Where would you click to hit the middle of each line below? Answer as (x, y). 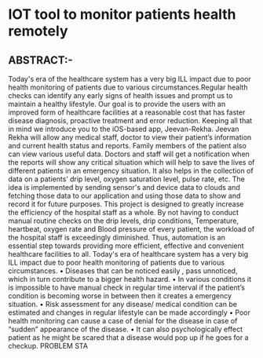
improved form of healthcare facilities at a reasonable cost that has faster (127, 112)
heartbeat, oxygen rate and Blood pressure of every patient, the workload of (131, 229)
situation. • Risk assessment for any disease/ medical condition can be (123, 304)
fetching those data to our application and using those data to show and (124, 195)
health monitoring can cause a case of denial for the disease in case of (123, 321)
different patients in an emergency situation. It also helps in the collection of (131, 171)
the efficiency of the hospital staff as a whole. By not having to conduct (124, 212)
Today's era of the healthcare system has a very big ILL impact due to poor (130, 79)
